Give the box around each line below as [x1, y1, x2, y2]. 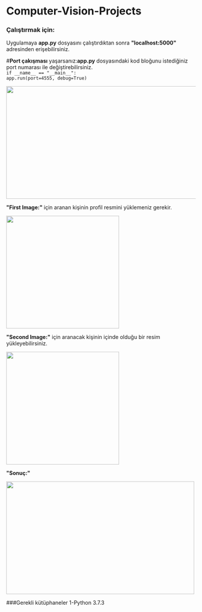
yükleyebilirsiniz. [6, 340, 48, 347]
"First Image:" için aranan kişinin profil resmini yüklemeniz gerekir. [6, 204, 173, 211]
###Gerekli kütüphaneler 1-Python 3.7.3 [6, 599, 105, 607]
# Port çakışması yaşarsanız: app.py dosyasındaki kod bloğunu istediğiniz [6, 57, 188, 64]
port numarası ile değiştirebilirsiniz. [6, 64, 93, 71]
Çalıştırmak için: [6, 26, 55, 34]
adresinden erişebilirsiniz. [6, 46, 70, 53]
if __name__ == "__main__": [6, 70, 77, 76]
